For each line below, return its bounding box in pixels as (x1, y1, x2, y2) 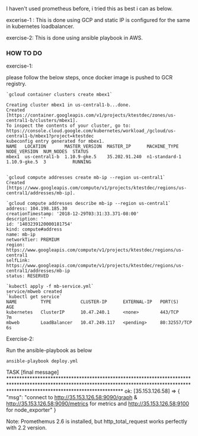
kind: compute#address (6, 226, 62, 233)
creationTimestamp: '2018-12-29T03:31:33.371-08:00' (6, 211, 139, 217)
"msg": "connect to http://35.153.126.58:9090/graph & (6, 394, 138, 401)
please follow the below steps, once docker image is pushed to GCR (6, 74, 173, 81)
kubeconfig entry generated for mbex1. (6, 139, 105, 145)
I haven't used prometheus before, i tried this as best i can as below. (6, 5, 173, 12)
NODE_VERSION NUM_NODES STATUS (6, 149, 89, 155)
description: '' (6, 216, 46, 222)
